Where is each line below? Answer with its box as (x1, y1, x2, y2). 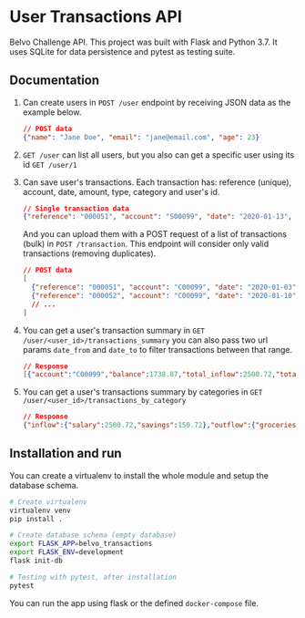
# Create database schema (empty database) (9, 530, 178, 540)
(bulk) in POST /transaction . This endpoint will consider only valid (22, 239, 269, 250)
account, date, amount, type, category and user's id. (22, 186, 220, 197)
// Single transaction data (22, 203, 129, 213)
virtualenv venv (9, 506, 71, 515)
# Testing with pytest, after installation (9, 572, 178, 582)
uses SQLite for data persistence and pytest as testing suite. (9, 46, 236, 57)
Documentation (9, 73, 100, 88)
